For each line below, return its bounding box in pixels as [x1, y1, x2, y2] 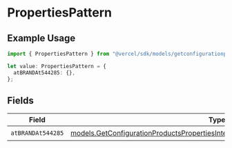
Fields [7, 94, 35, 106]
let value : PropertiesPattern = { [7, 63, 107, 70]
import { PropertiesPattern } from [7, 50, 110, 57]
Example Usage [7, 32, 76, 44]
